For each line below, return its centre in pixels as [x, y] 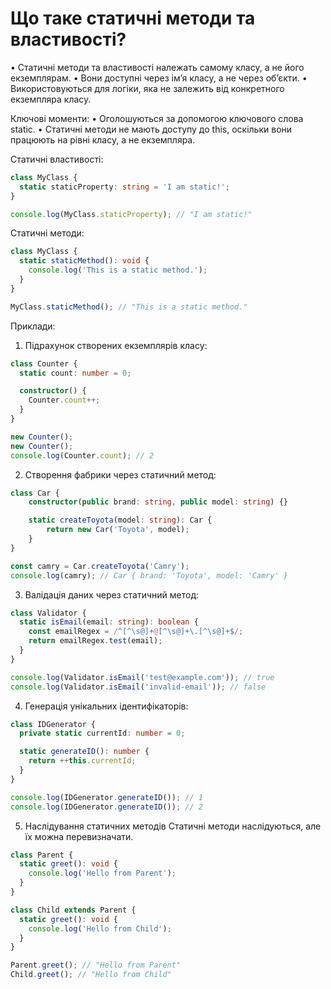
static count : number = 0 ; [75, 373]
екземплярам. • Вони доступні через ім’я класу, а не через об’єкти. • [159, 78]
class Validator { [48, 613]
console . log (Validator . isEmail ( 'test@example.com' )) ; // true [142, 677]
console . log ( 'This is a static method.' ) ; [118, 270]
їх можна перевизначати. [79, 836]
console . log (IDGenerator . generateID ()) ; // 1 [106, 797]
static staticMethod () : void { [84, 261]
